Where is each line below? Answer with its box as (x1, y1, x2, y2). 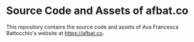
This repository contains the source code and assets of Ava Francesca (6, 23, 179, 30)
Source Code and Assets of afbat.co (6, 4, 189, 17)
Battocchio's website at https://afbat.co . (6, 29, 104, 36)
